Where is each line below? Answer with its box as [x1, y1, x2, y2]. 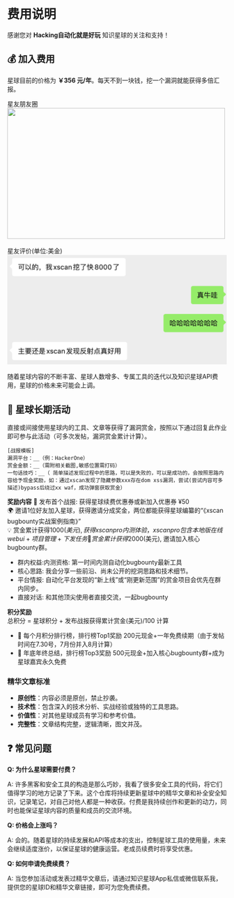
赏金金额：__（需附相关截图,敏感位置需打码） [7, 462, 120, 470]
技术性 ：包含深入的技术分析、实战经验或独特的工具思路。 [17, 703, 182, 711]
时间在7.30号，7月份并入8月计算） [17, 640, 116, 649]
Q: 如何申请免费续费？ [7, 860, 71, 868]
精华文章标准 [7, 676, 51, 686]
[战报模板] [7, 447, 35, 454]
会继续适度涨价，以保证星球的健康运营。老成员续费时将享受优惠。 [7, 845, 196, 853]
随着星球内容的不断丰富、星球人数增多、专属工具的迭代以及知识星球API [7, 373, 212, 381]
